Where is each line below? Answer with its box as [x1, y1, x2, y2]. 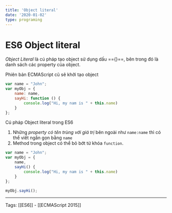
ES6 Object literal [5, 39, 80, 51]
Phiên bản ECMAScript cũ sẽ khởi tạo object [5, 71, 99, 78]
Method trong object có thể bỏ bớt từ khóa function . [12, 140, 124, 146]
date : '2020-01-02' [5, 12, 47, 17]
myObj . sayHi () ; [5, 188, 38, 193]
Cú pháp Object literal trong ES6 [5, 119, 73, 126]
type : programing [5, 17, 42, 22]
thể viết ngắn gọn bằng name [12, 134, 73, 141]
